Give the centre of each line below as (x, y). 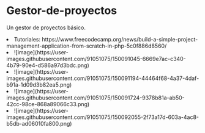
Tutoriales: (28, 39)
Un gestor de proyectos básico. (46, 27)
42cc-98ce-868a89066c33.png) (48, 104)
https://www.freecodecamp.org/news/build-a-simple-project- (120, 39)
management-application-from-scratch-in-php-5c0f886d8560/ (87, 46)
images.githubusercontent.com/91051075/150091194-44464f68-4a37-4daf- (103, 78)
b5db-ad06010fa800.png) (39, 123)
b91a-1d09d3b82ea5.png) (39, 84)
